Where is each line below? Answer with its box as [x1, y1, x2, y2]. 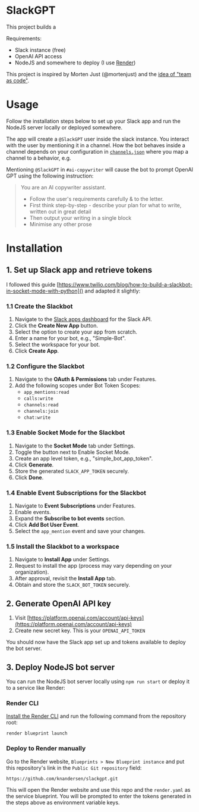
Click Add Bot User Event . [14, 521, 80, 528]
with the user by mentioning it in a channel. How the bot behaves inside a [6, 141, 185, 149]
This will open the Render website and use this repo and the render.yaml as [6, 786, 191, 793]
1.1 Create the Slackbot [6, 302, 73, 310]
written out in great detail [29, 208, 91, 215]
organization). [14, 568, 49, 575]
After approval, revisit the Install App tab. [14, 575, 116, 582]
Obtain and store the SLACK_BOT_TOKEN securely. [14, 581, 131, 589]
